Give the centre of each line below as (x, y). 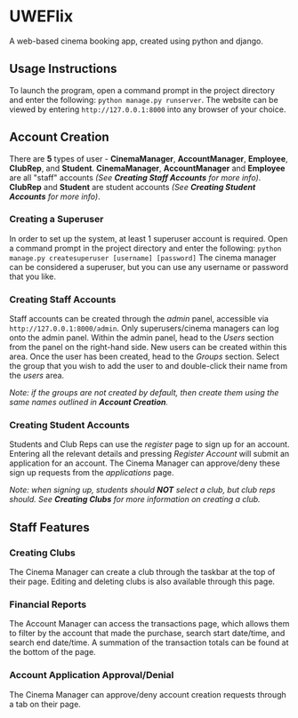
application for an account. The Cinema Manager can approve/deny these (145, 463)
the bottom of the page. (52, 652)
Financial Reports (48, 604)
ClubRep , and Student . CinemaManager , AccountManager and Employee (147, 168)
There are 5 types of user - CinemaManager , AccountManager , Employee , (149, 158)
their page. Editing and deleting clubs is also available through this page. (142, 582)
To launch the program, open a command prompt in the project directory (142, 90)
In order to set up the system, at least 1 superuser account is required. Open (149, 238)
